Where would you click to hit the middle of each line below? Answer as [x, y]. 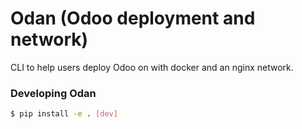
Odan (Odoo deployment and [133, 18]
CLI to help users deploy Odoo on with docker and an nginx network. [152, 67]
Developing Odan [53, 93]
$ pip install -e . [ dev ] [64, 114]
